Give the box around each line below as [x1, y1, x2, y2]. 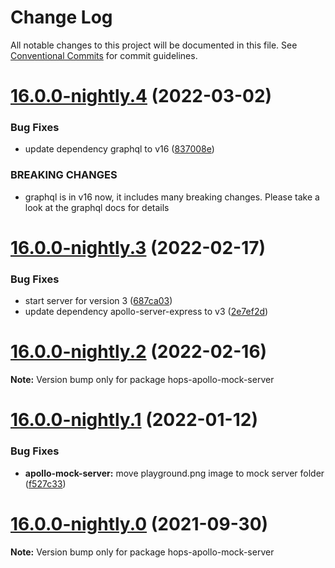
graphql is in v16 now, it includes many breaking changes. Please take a [24, 191, 320, 203]
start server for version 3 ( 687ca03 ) [24, 295, 173, 307]
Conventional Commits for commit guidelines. [10, 49, 198, 61]
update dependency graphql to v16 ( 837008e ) [24, 143, 215, 155]
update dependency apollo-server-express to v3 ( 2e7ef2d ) [24, 306, 269, 318]
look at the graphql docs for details [24, 201, 170, 213]
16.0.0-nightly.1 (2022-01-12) [10, 409, 258, 431]
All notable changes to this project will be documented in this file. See [10, 39, 298, 51]
